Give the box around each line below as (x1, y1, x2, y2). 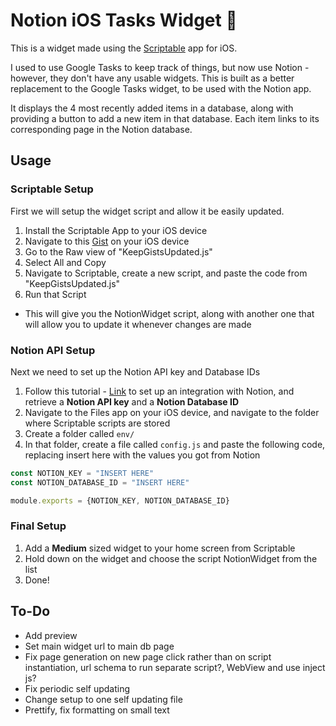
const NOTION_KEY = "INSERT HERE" (10, 468, 155, 478)
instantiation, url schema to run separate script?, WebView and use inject (24, 661, 326, 673)
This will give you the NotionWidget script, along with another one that (24, 307, 315, 319)
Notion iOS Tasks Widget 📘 (10, 9, 238, 32)
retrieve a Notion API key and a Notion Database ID (24, 395, 240, 408)
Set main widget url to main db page (24, 640, 175, 652)
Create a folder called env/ (24, 427, 135, 439)
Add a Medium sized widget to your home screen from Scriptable (24, 542, 296, 554)
